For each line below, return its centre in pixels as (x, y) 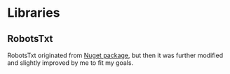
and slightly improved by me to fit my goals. (70, 63)
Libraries (34, 13)
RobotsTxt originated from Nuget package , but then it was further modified (115, 55)
